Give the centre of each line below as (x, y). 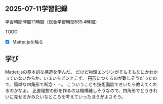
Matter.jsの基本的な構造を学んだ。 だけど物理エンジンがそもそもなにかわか (81, 72)
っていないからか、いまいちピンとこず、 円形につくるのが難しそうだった (79, 78)
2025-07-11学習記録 (36, 9)
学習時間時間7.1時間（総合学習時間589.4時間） (52, 22)
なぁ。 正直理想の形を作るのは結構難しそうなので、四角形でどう (83, 90)
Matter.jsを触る (28, 42)
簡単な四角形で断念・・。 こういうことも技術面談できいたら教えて (81, 84)
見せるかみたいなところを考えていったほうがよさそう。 (70, 97)
